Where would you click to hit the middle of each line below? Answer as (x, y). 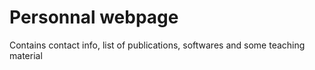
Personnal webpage (94, 17)
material (26, 55)
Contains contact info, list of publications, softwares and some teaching (157, 45)
